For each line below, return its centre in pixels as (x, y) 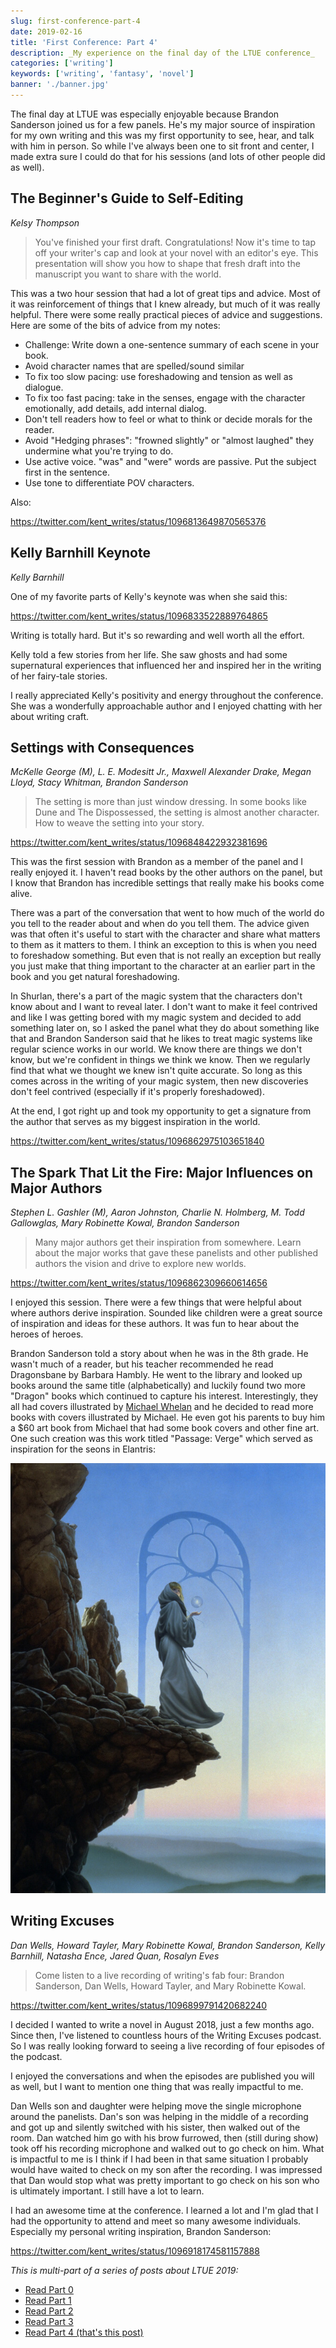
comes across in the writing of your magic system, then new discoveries (159, 1081)
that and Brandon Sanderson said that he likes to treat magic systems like (161, 1039)
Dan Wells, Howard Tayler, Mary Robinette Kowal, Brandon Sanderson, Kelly (168, 1945)
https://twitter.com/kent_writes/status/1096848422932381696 (139, 842)
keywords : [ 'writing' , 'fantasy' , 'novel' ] (102, 74)
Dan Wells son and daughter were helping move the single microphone (156, 2106)
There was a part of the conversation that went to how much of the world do (167, 913)
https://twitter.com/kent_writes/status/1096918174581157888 (135, 2251)
